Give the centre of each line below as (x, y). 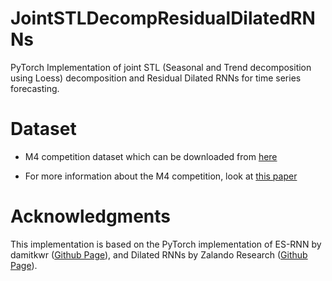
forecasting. (35, 88)
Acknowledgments (91, 216)
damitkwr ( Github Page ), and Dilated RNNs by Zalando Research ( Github (159, 254)
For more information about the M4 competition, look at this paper (161, 176)
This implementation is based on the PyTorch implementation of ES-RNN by (166, 244)
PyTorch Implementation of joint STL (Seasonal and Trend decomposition (161, 67)
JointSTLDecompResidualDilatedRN (163, 18)
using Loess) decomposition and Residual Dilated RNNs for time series (156, 78)
